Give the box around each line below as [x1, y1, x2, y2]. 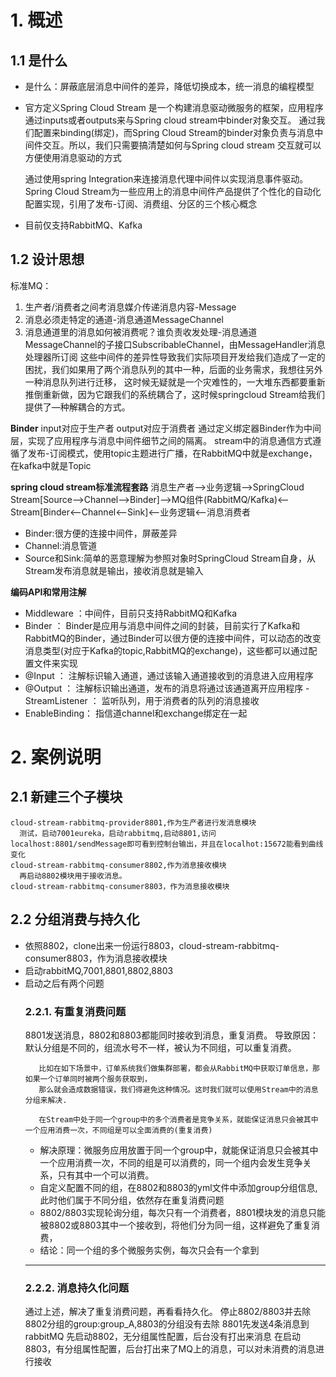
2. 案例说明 [10, 746, 102, 768]
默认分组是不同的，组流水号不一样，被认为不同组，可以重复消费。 [24, 1041, 297, 1053]
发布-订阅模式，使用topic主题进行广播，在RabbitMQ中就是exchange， [27, 447, 318, 459]
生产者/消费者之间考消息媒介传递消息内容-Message [24, 301, 237, 313]
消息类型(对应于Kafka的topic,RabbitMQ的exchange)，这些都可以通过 [24, 644, 309, 656]
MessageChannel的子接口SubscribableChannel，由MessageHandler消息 [24, 338, 326, 350]
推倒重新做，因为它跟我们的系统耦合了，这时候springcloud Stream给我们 [24, 388, 326, 400]
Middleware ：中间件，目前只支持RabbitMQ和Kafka [24, 607, 237, 619]
